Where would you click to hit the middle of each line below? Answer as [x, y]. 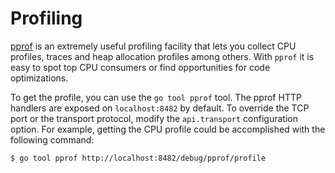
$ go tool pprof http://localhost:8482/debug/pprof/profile [138, 158]
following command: [52, 139]
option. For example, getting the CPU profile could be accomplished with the [168, 129]
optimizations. [39, 78]
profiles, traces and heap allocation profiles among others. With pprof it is [162, 56]
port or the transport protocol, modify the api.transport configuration [154, 118]
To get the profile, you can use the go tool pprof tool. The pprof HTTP [156, 97]
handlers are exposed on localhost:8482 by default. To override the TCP [160, 108]
